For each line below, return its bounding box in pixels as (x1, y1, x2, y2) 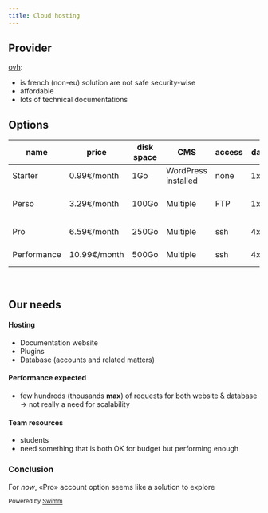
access (215, 147, 243, 158)
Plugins (19, 346, 45, 356)
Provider (8, 42, 52, 55)
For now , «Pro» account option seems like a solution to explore (8, 482, 215, 491)
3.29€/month (69, 198, 120, 209)
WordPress (166, 165, 207, 177)
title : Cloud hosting (8, 11, 81, 20)
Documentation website (19, 337, 98, 348)
